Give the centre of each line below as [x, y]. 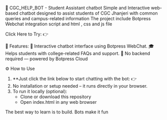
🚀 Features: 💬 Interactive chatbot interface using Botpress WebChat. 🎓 [80, 46]
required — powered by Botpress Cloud [47, 59]
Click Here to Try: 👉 [27, 34]
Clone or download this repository [56, 97]
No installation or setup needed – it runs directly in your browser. [80, 86]
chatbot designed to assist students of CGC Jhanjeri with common [89, 13]
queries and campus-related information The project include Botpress [78, 18]
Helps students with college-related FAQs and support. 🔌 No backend [78, 53]
